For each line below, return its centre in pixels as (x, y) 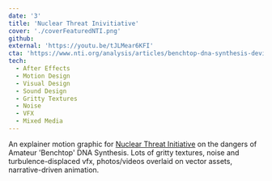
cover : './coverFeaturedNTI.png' (65, 31)
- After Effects (43, 69)
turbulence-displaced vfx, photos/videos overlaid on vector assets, (121, 161)
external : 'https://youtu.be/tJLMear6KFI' (81, 46)
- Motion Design (43, 76)
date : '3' (25, 16)
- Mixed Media (39, 121)
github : (21, 38)
